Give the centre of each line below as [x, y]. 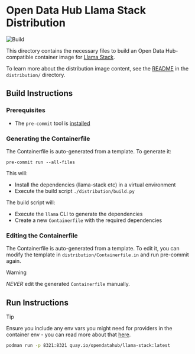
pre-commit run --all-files [41, 162]
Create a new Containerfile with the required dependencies [88, 220]
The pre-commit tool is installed [52, 123]
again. [14, 261]
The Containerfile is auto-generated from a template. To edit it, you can [93, 249]
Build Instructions [40, 93]
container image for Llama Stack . [75, 57]
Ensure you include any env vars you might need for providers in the [89, 329]
